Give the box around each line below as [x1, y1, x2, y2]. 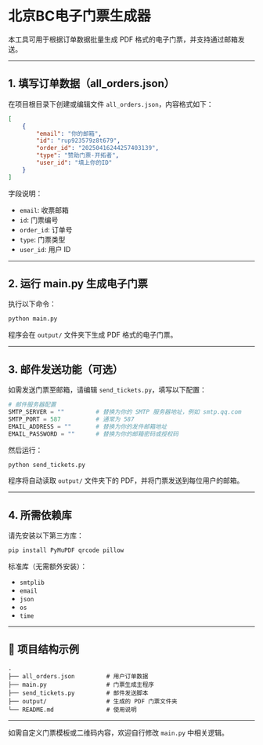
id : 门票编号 [19, 215, 59, 225]
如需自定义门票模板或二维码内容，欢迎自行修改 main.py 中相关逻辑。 [8, 728, 229, 737]
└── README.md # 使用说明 [8, 706, 137, 714]
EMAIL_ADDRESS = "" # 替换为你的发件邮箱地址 [8, 422, 168, 430]
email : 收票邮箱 [19, 205, 69, 214]
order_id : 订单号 [19, 225, 73, 234]
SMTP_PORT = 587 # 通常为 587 [8, 415, 135, 423]
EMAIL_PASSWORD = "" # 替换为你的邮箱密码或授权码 [8, 429, 178, 438]
